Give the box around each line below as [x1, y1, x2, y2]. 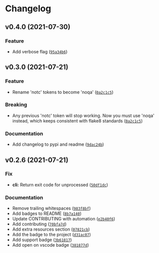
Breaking [5, 101, 27, 108]
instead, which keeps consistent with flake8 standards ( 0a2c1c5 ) [12, 118, 143, 124]
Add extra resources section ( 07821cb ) [12, 226, 90, 232]
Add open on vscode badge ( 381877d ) [12, 242, 89, 248]
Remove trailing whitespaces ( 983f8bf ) [12, 206, 91, 211]
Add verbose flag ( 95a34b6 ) [12, 48, 68, 54]
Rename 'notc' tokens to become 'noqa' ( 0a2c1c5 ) [12, 89, 114, 95]
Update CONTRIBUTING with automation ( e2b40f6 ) [12, 216, 116, 222]
